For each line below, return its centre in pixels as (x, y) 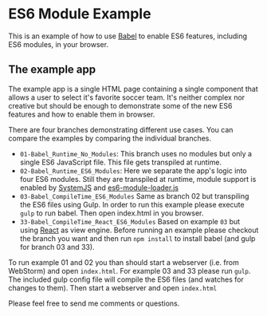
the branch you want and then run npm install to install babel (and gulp (137, 238)
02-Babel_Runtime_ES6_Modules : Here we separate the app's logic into (133, 170)
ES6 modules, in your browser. (59, 44)
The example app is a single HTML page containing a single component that (133, 89)
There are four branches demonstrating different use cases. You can (121, 129)
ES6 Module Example (80, 14)
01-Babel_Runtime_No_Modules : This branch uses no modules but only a (136, 153)
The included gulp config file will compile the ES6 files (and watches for (126, 279)
